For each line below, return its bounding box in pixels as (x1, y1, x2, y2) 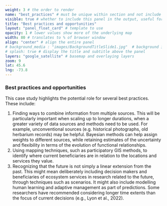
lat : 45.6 (5, 63, 26, 68)
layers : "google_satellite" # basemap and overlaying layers (5, 53, 135, 59)
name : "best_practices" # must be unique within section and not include (5, 12, 162, 17)
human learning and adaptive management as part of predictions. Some (12, 185, 160, 191)
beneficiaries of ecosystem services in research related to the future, (12, 174, 154, 180)
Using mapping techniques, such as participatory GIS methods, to (12, 148, 148, 154)
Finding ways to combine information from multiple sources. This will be (12, 110, 160, 116)
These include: (5, 101, 36, 107)
